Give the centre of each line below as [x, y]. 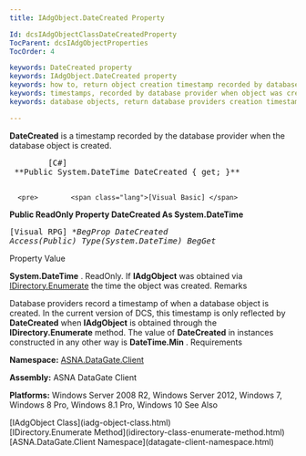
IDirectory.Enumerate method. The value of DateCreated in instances [142, 332]
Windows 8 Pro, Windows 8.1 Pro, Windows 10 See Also [114, 404]
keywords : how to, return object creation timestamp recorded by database [154, 85]
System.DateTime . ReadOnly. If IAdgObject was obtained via [126, 275]
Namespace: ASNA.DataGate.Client [76, 359]
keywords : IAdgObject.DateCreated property [93, 77]
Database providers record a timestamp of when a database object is [139, 303]
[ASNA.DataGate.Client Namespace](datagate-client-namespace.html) [142, 441]
